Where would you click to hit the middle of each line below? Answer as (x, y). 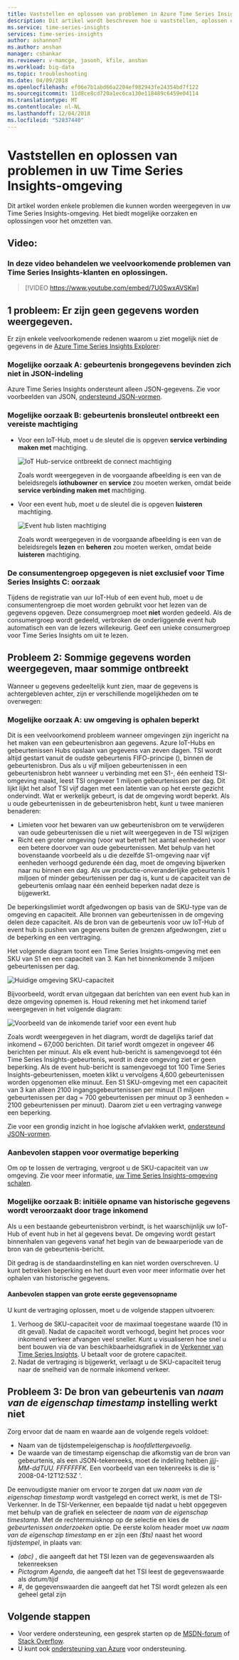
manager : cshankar (34, 54)
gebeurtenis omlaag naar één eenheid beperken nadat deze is (109, 886)
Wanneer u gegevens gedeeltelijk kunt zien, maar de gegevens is (103, 686)
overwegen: (25, 701)
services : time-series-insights (55, 34)
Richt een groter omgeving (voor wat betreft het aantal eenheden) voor (122, 840)
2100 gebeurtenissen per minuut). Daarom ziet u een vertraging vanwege (115, 1105)
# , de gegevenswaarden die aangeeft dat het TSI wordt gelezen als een (122, 1586)
